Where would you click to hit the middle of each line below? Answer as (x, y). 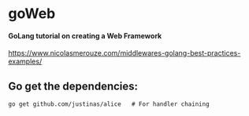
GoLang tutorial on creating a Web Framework (85, 35)
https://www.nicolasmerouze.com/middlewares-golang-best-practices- (124, 53)
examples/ (25, 62)
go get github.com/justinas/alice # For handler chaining (109, 104)
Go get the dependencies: (73, 86)
